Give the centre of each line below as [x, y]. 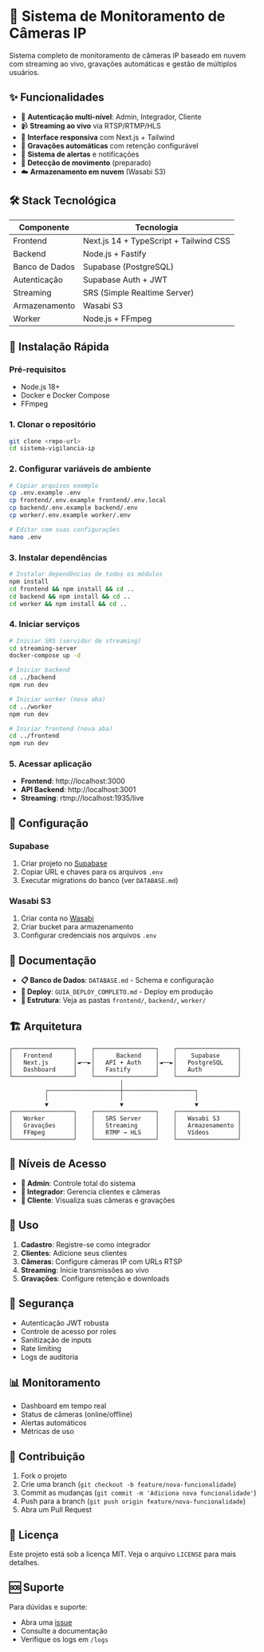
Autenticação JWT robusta [65, 1323]
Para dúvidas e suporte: [48, 1606]
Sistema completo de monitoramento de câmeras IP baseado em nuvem [128, 55]
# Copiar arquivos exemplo [54, 485]
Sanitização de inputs [56, 1340]
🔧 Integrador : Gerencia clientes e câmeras [91, 1191]
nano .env [26, 537]
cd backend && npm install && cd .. [70, 596]
